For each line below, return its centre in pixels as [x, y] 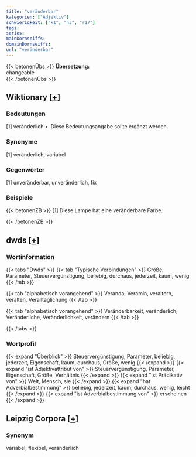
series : [16, 33]
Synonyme [22, 142]
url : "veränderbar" [30, 50]
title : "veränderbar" [32, 11]
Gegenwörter [25, 169]
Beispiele [20, 197]
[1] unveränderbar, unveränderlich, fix [51, 183]
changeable [20, 72]
